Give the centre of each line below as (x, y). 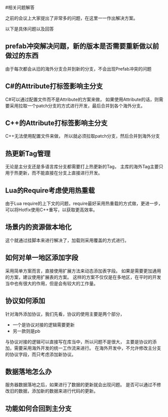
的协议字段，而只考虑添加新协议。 (41, 354)
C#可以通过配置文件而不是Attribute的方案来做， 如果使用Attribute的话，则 (82, 99)
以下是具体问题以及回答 (30, 29)
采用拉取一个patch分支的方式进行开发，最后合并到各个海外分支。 (77, 105)
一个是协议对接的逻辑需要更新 (43, 325)
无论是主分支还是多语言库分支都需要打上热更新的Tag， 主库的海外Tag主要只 (84, 167)
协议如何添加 (25, 301)
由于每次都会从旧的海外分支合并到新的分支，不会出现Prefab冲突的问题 (78, 69)
